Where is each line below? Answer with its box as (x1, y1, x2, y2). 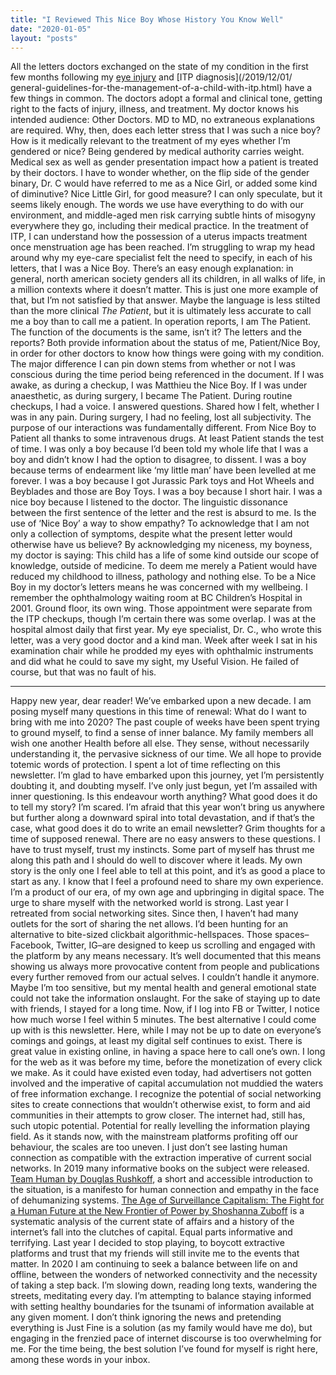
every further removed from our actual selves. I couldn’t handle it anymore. (10, 971, 320, 983)
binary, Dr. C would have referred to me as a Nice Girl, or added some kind (10, 177, 318, 190)
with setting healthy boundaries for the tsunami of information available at (10, 1301, 315, 1313)
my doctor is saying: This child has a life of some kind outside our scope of (10, 549, 320, 561)
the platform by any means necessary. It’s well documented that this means (10, 950, 322, 962)
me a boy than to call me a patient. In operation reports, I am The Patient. (10, 316, 312, 328)
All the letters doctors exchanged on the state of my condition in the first (10, 61, 309, 73)
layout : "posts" (10, 33, 78, 43)
